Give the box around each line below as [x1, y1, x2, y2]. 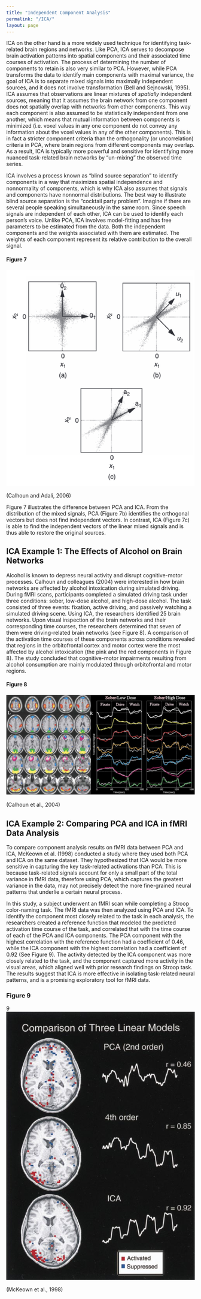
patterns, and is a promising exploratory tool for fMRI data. [6, 976, 151, 983]
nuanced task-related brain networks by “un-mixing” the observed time [6, 154, 182, 161]
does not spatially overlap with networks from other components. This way [6, 103, 191, 110]
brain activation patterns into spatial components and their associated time [6, 52, 190, 59]
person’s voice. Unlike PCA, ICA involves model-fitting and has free [6, 216, 172, 224]
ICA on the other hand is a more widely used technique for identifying [6, 40, 178, 47]
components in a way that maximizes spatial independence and [6, 179, 163, 186]
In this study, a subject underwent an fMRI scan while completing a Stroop [6, 900, 190, 907]
